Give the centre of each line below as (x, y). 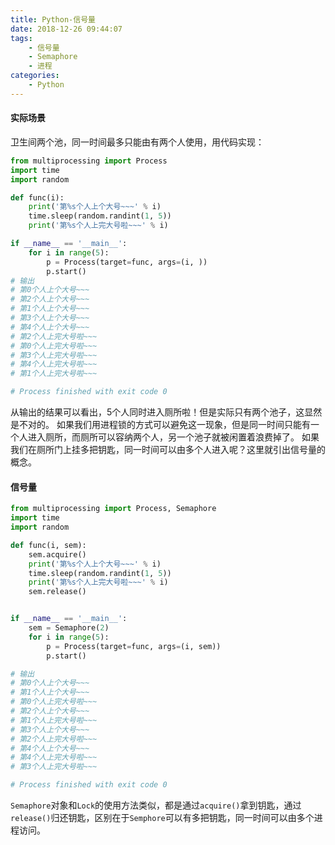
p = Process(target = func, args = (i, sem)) (134, 646)
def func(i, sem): (48, 545)
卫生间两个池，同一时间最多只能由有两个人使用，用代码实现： (137, 142)
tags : (21, 38)
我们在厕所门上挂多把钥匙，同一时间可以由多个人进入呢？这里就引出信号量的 (168, 450)
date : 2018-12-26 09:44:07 (66, 29)
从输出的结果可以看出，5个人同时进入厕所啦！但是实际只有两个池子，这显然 (166, 412)
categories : (35, 76)
